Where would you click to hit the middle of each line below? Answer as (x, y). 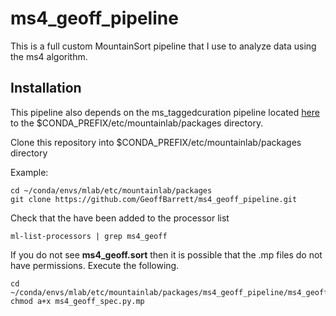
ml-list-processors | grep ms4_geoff (89, 236)
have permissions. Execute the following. (95, 265)
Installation (46, 88)
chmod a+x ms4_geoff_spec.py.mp (77, 301)
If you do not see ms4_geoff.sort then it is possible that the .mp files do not (166, 254)
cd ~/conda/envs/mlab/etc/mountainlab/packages (111, 190)
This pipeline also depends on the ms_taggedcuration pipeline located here (165, 112)
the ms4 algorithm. (49, 56)
